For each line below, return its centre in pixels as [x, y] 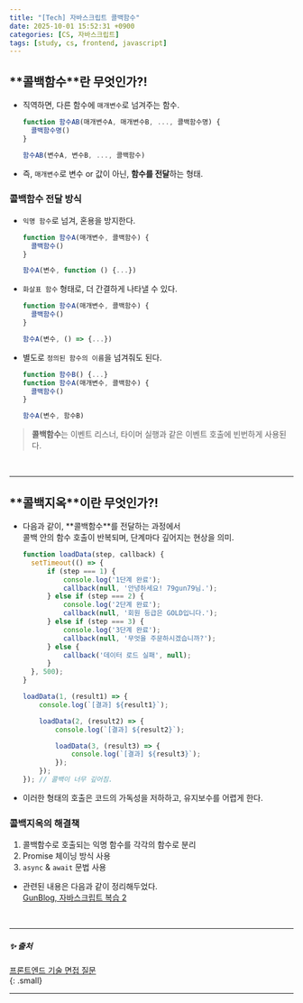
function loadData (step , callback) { [93, 555]
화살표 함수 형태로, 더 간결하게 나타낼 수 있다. [100, 289]
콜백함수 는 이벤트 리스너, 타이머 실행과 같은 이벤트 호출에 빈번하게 [147, 435]
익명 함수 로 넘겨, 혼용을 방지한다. [79, 220]
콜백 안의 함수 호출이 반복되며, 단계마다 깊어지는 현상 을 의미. [128, 538]
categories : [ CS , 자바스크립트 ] [64, 34]
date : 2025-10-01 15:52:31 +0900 [72, 26]
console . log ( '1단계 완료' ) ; [112, 580]
